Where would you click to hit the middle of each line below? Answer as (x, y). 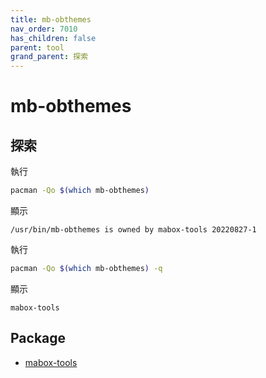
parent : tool (37, 47)
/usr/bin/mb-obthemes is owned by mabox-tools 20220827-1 (133, 230)
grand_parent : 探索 (49, 57)
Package (38, 338)
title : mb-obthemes (51, 19)
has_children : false (53, 38)
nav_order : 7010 (44, 29)
